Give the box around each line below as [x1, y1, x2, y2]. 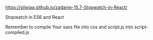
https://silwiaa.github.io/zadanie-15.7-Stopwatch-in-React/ [5, 5, 128, 10]
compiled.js [5, 29, 29, 35]
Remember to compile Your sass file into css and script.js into [5, 24, 134, 30]
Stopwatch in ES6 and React [5, 14, 64, 20]
